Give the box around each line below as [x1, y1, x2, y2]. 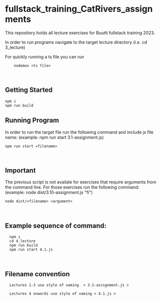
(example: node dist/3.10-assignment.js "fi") [5, 190, 93, 195]
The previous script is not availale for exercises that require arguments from [5, 179, 157, 185]
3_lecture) [5, 44, 26, 50]
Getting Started [5, 86, 53, 94]
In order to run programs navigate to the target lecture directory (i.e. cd [5, 39, 147, 45]
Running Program [5, 116, 59, 124]
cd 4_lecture [9, 239, 36, 244]
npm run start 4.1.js [9, 247, 53, 252]
